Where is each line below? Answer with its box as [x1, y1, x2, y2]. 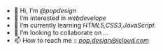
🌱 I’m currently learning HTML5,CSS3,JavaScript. [13, 21, 157, 29]
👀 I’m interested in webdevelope [13, 14, 107, 22]
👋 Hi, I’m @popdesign [13, 7, 77, 14]
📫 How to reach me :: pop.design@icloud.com [13, 37, 149, 44]
